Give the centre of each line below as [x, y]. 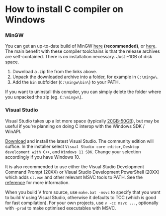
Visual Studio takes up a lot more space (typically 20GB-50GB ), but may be [82, 121]
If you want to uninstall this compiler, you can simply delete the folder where [83, 92]
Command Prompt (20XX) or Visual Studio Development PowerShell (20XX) [83, 172]
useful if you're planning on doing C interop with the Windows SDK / [75, 126]
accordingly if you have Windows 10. [43, 157]
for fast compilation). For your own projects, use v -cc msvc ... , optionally [82, 203]
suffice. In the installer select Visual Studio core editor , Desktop [72, 146]
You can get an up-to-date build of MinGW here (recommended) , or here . [81, 46]
